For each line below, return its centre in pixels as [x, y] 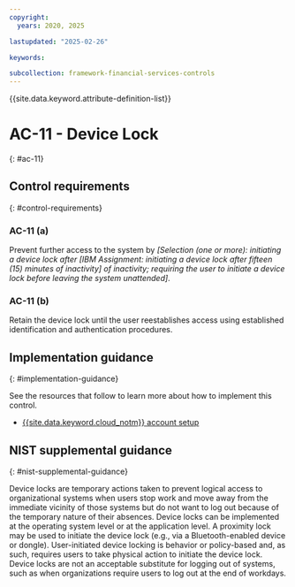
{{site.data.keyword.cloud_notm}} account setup [110, 423]
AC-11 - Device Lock [84, 134]
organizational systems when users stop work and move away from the [139, 498]
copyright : [29, 17]
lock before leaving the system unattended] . [90, 278]
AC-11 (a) [29, 231]
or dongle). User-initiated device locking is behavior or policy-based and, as [147, 545]
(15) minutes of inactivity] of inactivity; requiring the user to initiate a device [147, 269]
